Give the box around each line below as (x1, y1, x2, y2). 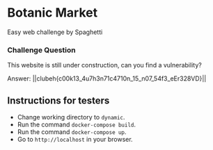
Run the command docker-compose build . (17, 120, 136, 129)
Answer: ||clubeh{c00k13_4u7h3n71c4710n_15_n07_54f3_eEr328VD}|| (7, 74, 207, 83)
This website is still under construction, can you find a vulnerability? (7, 61, 202, 69)
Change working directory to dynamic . (17, 113, 125, 122)
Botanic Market (7, 5, 98, 21)
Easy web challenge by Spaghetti (7, 28, 103, 36)
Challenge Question (7, 45, 76, 55)
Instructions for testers (7, 94, 110, 106)
